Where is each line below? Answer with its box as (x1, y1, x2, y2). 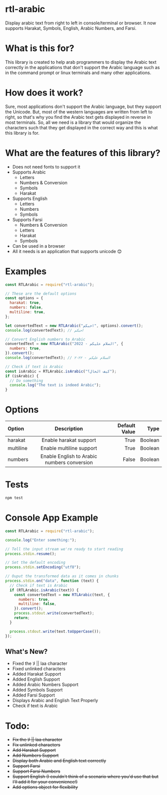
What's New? (5, 647, 48, 656)
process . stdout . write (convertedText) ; (14, 611, 94, 616)
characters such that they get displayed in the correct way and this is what (5, 124, 158, 130)
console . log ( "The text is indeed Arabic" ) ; (9, 383, 101, 388)
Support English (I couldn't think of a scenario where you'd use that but (12, 774, 159, 780)
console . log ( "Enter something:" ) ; (5, 537, 77, 542)
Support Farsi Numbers (12, 768, 61, 774)
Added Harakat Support (12, 671, 61, 677)
